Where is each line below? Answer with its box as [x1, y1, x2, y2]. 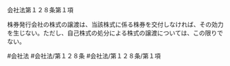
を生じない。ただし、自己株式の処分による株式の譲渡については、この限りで [7, 29, 223, 37]
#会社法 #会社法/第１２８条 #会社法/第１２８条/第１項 [7, 52, 161, 60]
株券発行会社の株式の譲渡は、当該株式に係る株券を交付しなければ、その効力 [7, 20, 224, 29]
